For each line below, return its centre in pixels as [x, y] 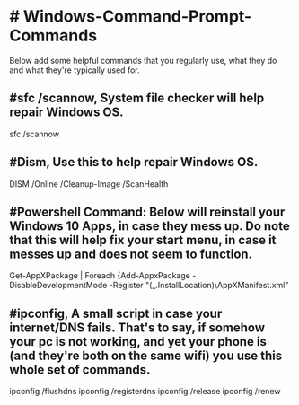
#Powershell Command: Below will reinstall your [147, 211]
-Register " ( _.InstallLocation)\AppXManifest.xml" [199, 286]
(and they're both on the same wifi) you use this [146, 355]
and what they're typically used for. [75, 70]
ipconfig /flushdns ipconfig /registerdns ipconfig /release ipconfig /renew [145, 392]
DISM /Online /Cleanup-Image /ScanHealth [89, 184]
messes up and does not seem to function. [131, 254]
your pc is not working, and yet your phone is [138, 342]
